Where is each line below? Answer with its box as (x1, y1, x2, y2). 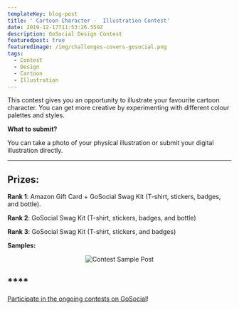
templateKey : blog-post (7, 10, 78, 18)
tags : (7, 50, 23, 58)
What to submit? (7, 125, 58, 134)
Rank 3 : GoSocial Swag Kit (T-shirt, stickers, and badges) (7, 228, 176, 236)
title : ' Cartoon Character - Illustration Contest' (7, 17, 171, 24)
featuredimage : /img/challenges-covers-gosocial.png (7, 43, 167, 50)
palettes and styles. (7, 111, 65, 119)
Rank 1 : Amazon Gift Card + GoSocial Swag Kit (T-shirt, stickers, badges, (7, 193, 221, 201)
